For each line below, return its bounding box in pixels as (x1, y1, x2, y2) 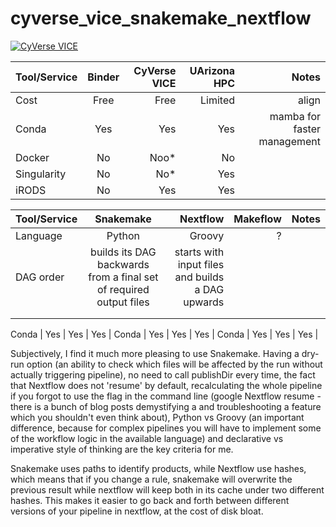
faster (293, 122, 321, 136)
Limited (200, 93, 236, 107)
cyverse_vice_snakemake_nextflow (10, 7, 312, 30)
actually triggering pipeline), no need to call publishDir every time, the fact (10, 368, 316, 381)
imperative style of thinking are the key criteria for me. (10, 443, 234, 455)
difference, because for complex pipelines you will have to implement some (10, 422, 322, 434)
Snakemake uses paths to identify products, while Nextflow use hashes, (10, 462, 307, 474)
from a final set (88, 270, 159, 284)
